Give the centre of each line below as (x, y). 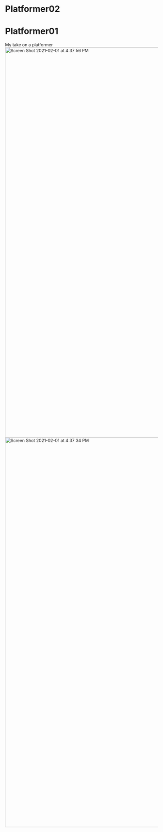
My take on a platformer (29, 45)
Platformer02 (33, 9)
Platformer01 (32, 31)
